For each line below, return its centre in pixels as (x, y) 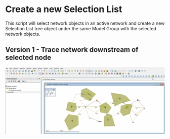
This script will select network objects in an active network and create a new (85, 23)
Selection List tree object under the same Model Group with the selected (81, 28)
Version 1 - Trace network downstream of (72, 50)
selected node (28, 58)
